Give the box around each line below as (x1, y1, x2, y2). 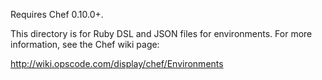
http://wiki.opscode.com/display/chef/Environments (10, 58, 224, 69)
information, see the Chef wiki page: (10, 39, 160, 50)
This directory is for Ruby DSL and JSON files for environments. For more (10, 28, 313, 39)
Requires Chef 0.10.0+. (10, 9, 104, 20)
